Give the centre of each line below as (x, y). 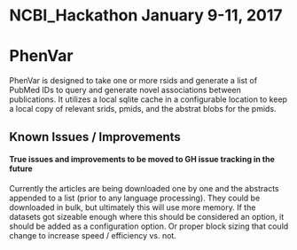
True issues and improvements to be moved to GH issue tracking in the (142, 160)
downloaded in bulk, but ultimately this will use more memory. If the (133, 207)
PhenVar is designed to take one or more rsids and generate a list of (133, 81)
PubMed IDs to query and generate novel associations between (125, 90)
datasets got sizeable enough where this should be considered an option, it (147, 216)
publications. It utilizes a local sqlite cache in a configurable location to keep (148, 99)
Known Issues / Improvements (95, 137)
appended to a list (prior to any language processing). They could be (135, 198)
